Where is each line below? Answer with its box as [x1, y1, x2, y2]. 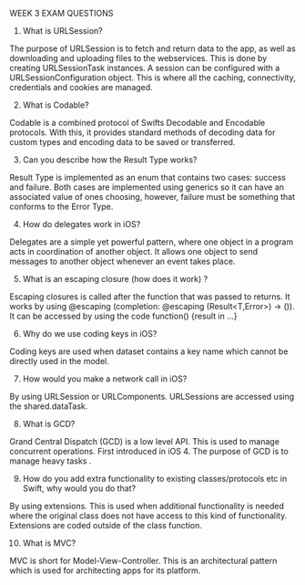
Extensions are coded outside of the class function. [9, 520, 203, 530]
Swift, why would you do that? [22, 483, 137, 494]
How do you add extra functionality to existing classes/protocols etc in [22, 474, 288, 484]
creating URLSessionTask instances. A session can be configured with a [9, 63, 280, 73]
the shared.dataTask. [9, 401, 88, 412]
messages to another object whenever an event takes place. [9, 256, 236, 266]
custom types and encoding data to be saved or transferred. [9, 137, 236, 147]
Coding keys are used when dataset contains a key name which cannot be [9, 346, 289, 357]
